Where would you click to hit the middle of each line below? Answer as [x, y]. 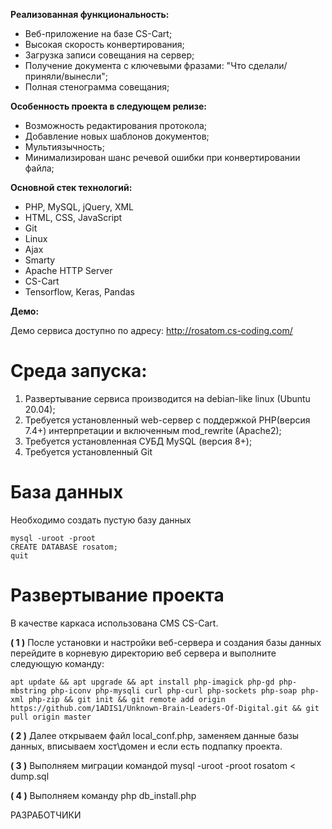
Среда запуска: [79, 371]
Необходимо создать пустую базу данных [101, 520]
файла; [39, 168]
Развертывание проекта [117, 595]
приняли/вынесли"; [66, 76]
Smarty [40, 260]
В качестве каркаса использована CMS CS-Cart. [114, 623]
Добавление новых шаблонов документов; [117, 136]
